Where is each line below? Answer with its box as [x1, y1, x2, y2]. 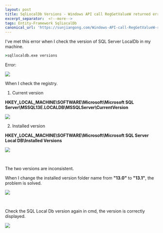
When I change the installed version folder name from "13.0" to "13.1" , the [5, 175, 154, 180]
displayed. [5, 214, 26, 219]
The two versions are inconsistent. [5, 166, 74, 171]
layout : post [5, 7, 32, 12]
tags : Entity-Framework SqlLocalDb [5, 20, 77, 26]
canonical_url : [5, 25, 36, 30]
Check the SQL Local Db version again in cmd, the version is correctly [5, 208, 145, 214]
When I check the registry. [5, 81, 58, 86]
